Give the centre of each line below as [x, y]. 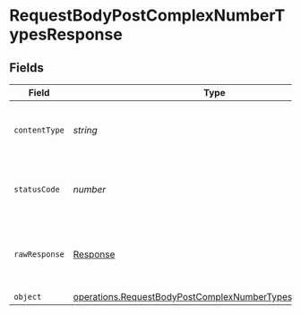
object [28, 297]
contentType [39, 130]
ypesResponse [66, 34]
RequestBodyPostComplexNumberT [147, 16]
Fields [27, 68]
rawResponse [39, 255]
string [86, 130]
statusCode [37, 189]
